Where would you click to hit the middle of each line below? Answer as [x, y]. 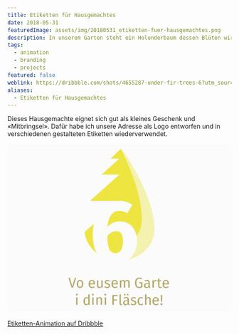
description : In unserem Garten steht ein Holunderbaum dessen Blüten [114, 38]
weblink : [20, 83]
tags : [15, 45]
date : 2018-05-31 [33, 22]
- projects [30, 68]
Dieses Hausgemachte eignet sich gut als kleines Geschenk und [101, 119]
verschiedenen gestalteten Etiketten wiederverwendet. [87, 134]
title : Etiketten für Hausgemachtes [62, 15]
